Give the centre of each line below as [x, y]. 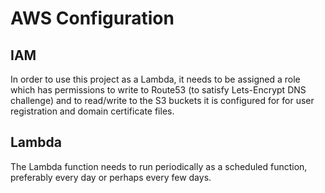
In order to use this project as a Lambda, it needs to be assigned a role [155, 79]
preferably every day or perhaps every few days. [111, 177]
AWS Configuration [92, 18]
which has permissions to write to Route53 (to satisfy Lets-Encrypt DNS [158, 90]
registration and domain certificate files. [92, 111]
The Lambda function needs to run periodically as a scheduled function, [159, 166]
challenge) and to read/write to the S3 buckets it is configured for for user [162, 100]
